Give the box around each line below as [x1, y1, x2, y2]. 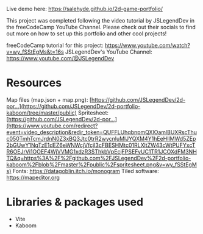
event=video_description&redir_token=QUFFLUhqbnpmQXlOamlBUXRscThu [6, 128, 197, 136]
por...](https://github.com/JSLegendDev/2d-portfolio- [6, 102, 141, 110]
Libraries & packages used [6, 195, 144, 209]
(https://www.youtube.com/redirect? [6, 122, 98, 129]
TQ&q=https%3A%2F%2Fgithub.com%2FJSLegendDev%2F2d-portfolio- [6, 154, 191, 161]
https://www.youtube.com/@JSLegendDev [6, 55, 115, 62]
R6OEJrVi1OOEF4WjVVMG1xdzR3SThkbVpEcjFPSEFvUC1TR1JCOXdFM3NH [6, 147, 197, 155]
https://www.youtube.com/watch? [104, 42, 191, 49]
